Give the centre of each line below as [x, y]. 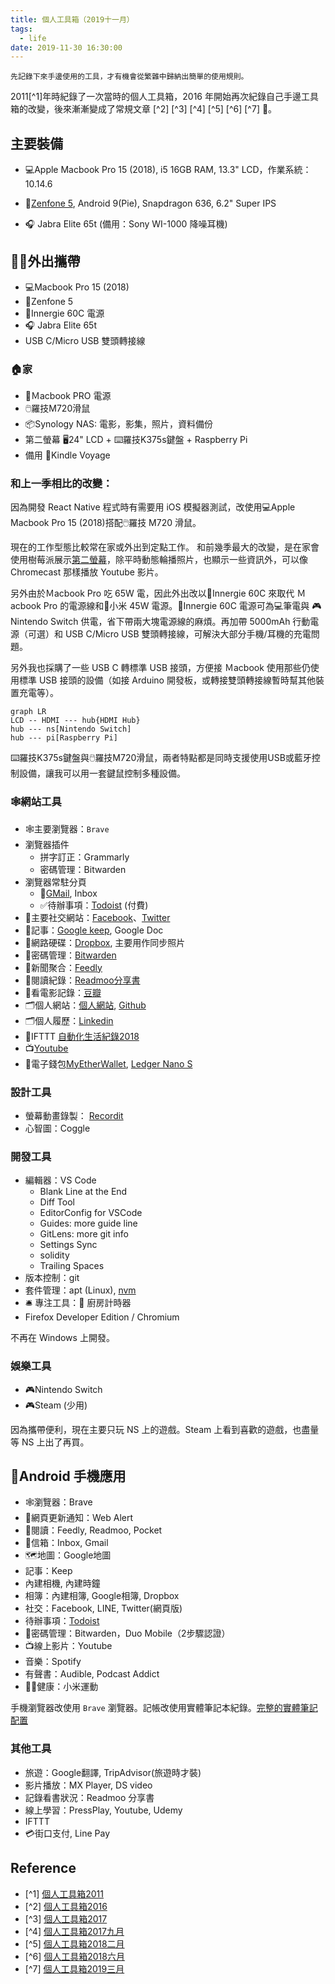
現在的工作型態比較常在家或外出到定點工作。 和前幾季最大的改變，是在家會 [165, 547]
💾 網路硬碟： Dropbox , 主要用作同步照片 [105, 942]
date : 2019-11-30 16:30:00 [66, 47]
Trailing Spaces [72, 1266]
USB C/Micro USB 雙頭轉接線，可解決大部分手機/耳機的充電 [188, 634]
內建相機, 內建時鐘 [62, 1583]
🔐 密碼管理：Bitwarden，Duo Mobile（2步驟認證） [127, 1633]
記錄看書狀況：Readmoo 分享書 [89, 1797]
